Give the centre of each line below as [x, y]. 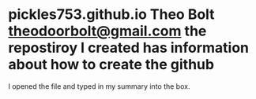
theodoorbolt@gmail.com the [107, 31]
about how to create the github [111, 65]
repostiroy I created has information [129, 48]
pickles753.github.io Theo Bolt [111, 15]
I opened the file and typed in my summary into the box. [99, 86]
